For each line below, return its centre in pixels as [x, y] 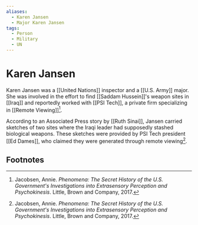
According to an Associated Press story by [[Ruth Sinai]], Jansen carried [94, 121]
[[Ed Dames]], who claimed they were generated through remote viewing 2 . [97, 141]
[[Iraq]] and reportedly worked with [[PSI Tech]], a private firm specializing [97, 102]
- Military [25, 39]
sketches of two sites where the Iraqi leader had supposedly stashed [90, 128]
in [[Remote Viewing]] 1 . [34, 109]
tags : [13, 28]
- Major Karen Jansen [38, 22]
